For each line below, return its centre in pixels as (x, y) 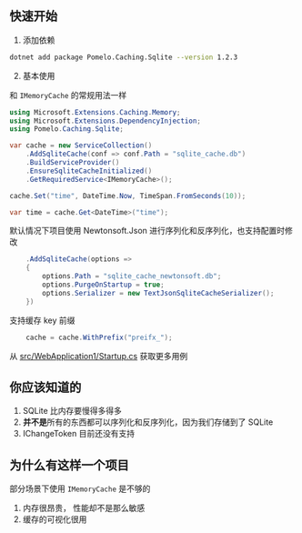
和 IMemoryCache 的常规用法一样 (68, 95)
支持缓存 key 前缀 (42, 320)
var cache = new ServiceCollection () (81, 146)
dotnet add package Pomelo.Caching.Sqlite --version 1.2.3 (124, 57)
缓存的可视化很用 (55, 519)
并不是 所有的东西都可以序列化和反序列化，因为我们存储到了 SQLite (148, 422)
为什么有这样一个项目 (69, 465)
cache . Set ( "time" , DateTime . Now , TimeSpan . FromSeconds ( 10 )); (128, 196)
